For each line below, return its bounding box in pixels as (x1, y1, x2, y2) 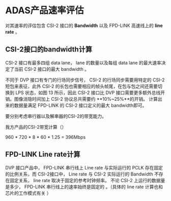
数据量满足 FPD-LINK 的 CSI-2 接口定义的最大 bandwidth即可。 (14, 102, 147, 108)
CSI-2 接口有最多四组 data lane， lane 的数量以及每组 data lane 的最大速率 (5, 60, 161, 66)
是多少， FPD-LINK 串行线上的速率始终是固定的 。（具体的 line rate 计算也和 (5, 184, 163, 190)
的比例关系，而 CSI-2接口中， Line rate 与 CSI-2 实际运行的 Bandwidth (5, 171, 154, 177)
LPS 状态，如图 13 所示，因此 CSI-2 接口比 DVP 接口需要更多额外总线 (15, 90, 161, 96)
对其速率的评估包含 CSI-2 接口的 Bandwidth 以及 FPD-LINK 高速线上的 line (5, 22, 163, 28)
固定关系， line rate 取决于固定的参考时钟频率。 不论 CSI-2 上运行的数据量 (9, 177, 165, 183)
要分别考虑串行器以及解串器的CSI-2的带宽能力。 (5, 113, 107, 119)
